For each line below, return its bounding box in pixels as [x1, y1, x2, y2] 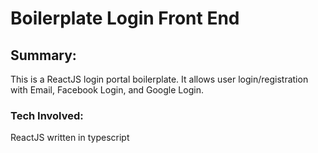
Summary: [10, 47, 77, 64]
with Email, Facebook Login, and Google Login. [10, 84, 204, 96]
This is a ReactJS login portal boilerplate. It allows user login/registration [10, 73, 309, 85]
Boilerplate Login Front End [10, 7, 240, 30]
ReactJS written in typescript [10, 132, 130, 144]
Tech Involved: [10, 108, 84, 122]
